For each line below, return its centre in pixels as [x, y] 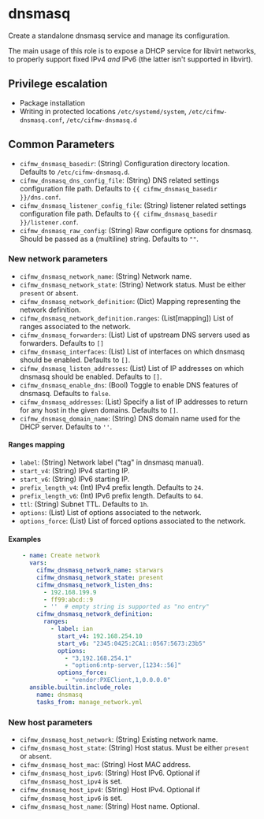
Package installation [52, 102]
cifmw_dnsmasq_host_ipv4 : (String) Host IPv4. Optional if [110, 789]
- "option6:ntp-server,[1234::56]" [123, 665]
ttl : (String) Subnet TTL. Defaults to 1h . [84, 504]
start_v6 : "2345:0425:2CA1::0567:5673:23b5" [132, 643]
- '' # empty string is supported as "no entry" [126, 607]
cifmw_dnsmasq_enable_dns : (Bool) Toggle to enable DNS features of [129, 385]
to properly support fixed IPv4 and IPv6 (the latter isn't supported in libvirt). [131, 59]
